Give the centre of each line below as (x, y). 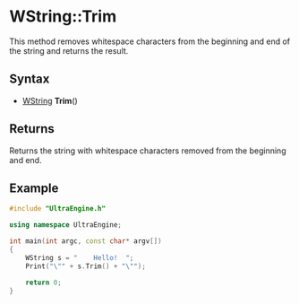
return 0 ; (44, 282)
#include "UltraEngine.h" (57, 209)
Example (34, 188)
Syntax (30, 79)
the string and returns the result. (69, 50)
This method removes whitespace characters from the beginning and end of (150, 41)
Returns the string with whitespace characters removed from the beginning (148, 151)
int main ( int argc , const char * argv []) (86, 241)
